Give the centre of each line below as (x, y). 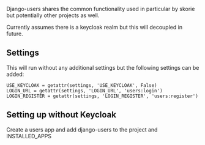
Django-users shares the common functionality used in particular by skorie (101, 9)
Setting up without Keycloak (61, 115)
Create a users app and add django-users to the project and (82, 129)
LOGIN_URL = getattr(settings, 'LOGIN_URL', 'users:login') (85, 91)
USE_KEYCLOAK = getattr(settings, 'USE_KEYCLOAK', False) (82, 85)
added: (15, 74)
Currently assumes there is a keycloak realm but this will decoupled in (94, 27)
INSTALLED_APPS (29, 136)
